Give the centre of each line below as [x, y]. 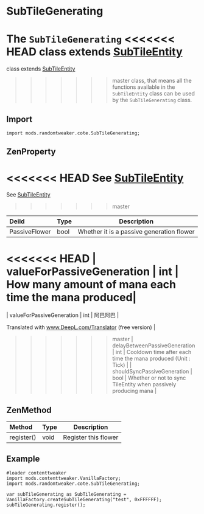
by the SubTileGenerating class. [152, 100]
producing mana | [135, 391]
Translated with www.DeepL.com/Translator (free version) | [81, 327]
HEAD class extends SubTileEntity [94, 52]
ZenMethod [29, 410]
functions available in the [144, 87]
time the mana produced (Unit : [151, 359]
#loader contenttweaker [37, 473]
